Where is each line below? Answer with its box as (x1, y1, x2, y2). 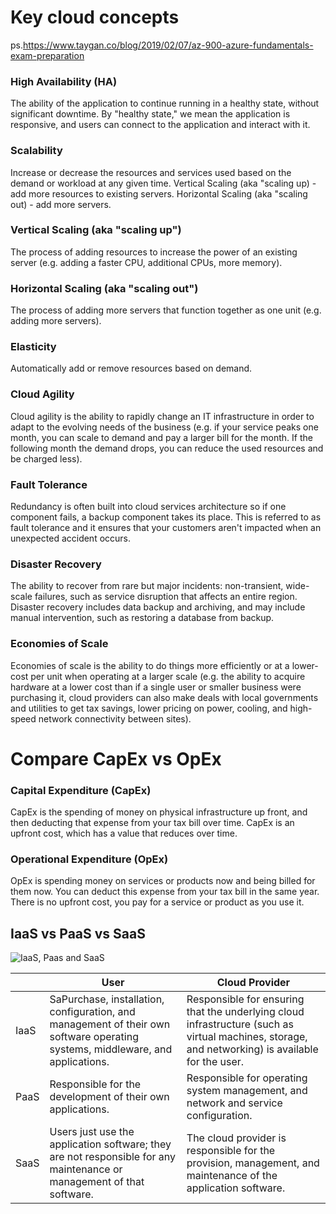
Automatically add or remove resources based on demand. (10, 362, 253, 375)
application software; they (49, 1137, 172, 1151)
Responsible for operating (186, 1071, 308, 1085)
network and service (186, 1096, 283, 1110)
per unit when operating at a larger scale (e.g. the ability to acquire (30, 670, 306, 682)
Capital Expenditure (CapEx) (10, 783, 152, 797)
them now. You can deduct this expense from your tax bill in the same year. (10, 886, 320, 898)
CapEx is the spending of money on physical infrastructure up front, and (10, 806, 308, 818)
